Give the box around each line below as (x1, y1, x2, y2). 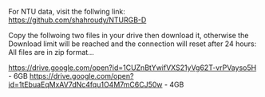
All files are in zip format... (8, 48, 94, 56)
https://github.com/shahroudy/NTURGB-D (8, 15, 147, 25)
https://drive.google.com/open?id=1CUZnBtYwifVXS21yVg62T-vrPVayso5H (8, 63, 257, 72)
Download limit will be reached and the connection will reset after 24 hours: (8, 39, 257, 48)
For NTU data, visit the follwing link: (8, 7, 126, 16)
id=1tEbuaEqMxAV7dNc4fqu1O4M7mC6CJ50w (8, 80, 163, 89)
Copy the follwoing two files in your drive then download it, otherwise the (8, 31, 249, 40)
